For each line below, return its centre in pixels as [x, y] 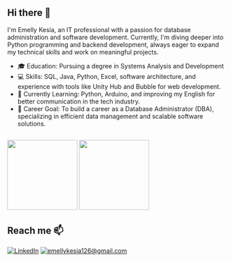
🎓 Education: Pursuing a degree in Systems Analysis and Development [120, 66]
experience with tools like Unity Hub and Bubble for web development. [119, 86]
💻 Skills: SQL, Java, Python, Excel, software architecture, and [106, 76]
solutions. [31, 124]
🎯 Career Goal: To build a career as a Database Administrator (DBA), [115, 108]
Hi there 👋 [29, 13]
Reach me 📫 [36, 230]
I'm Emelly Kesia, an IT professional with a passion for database [99, 29]
